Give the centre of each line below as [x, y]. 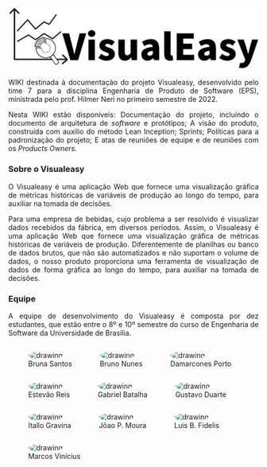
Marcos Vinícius [54, 457]
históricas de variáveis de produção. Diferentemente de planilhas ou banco [133, 244]
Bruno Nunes [121, 364]
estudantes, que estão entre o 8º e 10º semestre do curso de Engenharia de [133, 325]
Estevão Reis [49, 395]
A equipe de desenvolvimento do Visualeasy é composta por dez [133, 316]
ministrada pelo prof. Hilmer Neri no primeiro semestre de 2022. [113, 99]
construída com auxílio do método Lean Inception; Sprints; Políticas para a [133, 132]
